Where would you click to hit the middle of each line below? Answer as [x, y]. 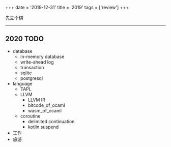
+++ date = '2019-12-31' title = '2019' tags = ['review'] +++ [67, 7]
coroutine [30, 116]
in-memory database [42, 56]
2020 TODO [25, 39]
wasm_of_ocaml [45, 110]
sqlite [26, 73]
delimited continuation [51, 121]
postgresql [32, 78]
